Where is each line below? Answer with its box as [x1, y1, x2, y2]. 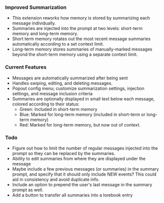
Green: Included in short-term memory [19, 106, 98, 112]
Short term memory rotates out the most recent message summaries [12, 36, 151, 42]
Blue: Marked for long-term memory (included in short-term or [19, 111, 146, 117]
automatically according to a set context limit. [12, 41, 104, 47]
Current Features [5, 64, 47, 71]
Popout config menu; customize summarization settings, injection [12, 85, 144, 91]
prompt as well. [12, 187, 44, 193]
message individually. [12, 20, 56, 26]
